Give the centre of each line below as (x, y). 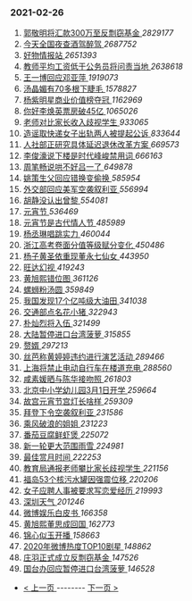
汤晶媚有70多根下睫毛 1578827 (79, 89)
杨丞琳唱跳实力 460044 (67, 234)
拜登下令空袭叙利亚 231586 (73, 413)
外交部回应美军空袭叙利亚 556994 (86, 189)
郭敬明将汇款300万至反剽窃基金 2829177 (98, 33)
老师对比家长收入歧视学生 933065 (86, 122)
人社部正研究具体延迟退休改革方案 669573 (101, 145)
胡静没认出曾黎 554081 (65, 200)
